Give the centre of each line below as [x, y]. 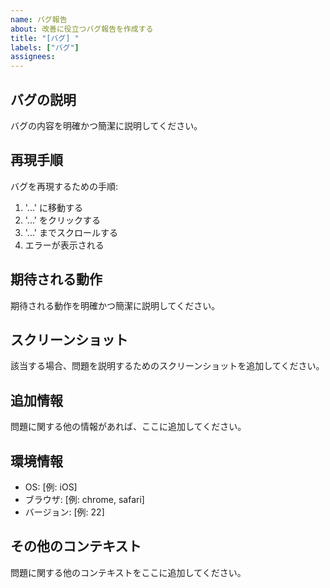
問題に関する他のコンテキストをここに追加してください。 [128, 572]
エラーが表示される [64, 245]
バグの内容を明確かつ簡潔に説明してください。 [106, 125]
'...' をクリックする [62, 220]
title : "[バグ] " [45, 38]
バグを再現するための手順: [64, 186]
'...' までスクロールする [71, 232]
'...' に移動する [53, 207]
